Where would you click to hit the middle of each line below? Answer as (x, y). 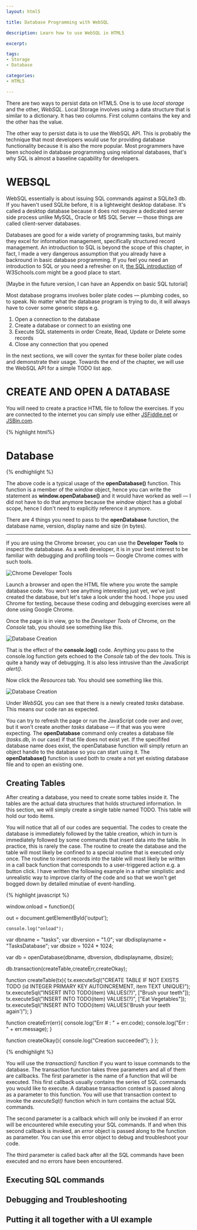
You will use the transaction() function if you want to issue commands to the (98, 1063)
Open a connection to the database (57, 319)
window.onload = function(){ (40, 907)
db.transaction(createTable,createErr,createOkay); (67, 969)
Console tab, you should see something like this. (64, 627)
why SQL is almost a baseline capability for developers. (73, 158)
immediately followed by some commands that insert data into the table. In (96, 840)
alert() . (14, 669)
